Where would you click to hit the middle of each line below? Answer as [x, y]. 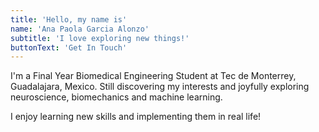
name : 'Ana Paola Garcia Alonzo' [80, 29]
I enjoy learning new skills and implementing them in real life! [136, 117]
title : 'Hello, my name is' [69, 19]
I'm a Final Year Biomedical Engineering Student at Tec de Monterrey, [153, 76]
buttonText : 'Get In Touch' [69, 47]
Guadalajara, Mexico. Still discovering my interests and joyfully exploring [160, 87]
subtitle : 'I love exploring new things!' [100, 38]
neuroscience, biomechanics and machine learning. [116, 97]
